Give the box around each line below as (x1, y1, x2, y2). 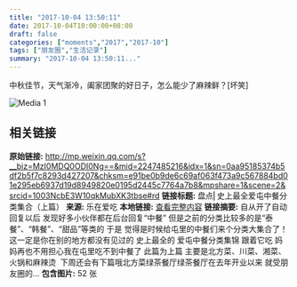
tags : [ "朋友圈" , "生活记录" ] (9, 46, 108, 55)
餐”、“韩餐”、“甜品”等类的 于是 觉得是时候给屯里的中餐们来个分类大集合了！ (9, 223, 288, 234)
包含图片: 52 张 (41, 267, 98, 278)
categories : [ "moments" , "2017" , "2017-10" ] (9, 37, 169, 47)
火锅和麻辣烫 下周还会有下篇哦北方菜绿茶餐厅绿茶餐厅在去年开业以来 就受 (9, 257, 281, 267)
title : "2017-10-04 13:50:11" (9, 12, 122, 22)
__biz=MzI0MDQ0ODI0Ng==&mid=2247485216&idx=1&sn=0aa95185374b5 (9, 161, 285, 171)
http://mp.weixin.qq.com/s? (44, 150, 147, 161)
